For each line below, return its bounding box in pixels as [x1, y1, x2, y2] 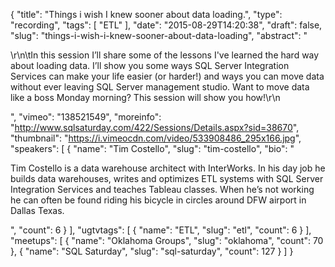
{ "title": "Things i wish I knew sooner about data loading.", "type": [10, 9, 283, 20]
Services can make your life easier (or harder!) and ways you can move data [10, 70, 325, 82]
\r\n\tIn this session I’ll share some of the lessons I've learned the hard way [10, 49, 320, 61]
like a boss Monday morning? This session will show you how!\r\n [10, 92, 281, 103]
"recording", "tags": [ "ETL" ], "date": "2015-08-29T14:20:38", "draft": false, [10, 19, 323, 31]
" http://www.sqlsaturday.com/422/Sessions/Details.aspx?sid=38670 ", [10, 122, 300, 133]
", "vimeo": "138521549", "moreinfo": [10, 111, 162, 123]
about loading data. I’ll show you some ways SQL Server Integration [10, 60, 290, 71]
